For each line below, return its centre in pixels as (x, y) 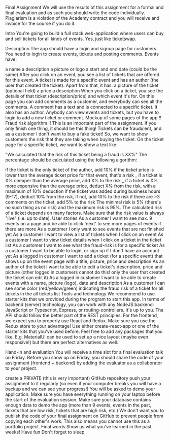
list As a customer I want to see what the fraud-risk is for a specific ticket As (85, 245)
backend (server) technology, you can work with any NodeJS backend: (80, 304)
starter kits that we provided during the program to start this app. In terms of (85, 299)
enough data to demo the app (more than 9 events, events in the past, (78, 405)
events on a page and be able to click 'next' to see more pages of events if (83, 224)
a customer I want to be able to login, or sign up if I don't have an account (82, 250)
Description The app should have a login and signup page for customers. (81, 48)
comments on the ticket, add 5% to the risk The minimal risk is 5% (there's (83, 202)
